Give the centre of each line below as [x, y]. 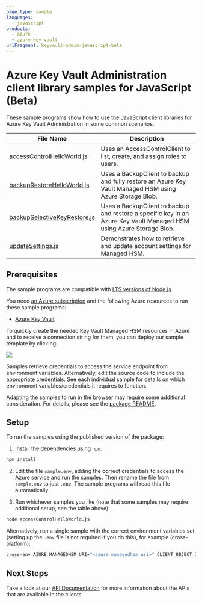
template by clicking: [32, 343]
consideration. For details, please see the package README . [81, 403]
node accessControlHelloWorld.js [48, 519]
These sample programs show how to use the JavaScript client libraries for [99, 117]
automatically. [32, 490]
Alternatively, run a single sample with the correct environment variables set [100, 531]
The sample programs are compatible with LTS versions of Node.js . [90, 289]
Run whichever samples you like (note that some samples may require [102, 502]
